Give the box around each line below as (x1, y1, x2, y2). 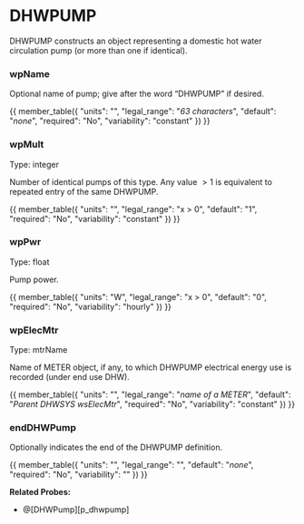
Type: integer (9, 159, 60, 170)
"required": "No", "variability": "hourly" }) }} (9, 301, 172, 312)
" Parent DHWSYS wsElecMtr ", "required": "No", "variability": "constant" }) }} (9, 399, 296, 410)
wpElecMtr (9, 324, 59, 336)
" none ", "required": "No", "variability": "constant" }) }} (9, 115, 211, 127)
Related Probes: (9, 487, 71, 498)
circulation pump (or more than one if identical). (9, 44, 188, 55)
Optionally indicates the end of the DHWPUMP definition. (9, 442, 223, 453)
